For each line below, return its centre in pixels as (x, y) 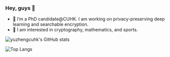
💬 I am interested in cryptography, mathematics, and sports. (75, 30)
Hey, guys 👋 (20, 8)
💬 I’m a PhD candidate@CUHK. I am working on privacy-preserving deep (89, 19)
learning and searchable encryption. (50, 24)
